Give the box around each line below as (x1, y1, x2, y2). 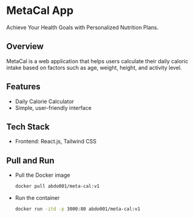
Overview (6, 41, 44, 52)
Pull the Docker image (15, 171, 71, 179)
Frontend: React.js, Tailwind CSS (15, 138, 97, 145)
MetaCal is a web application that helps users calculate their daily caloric (6, 57, 189, 64)
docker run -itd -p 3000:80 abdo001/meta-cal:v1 (15, 206, 141, 213)
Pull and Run (6, 155, 55, 166)
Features (6, 81, 41, 92)
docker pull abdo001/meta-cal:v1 (15, 183, 100, 189)
